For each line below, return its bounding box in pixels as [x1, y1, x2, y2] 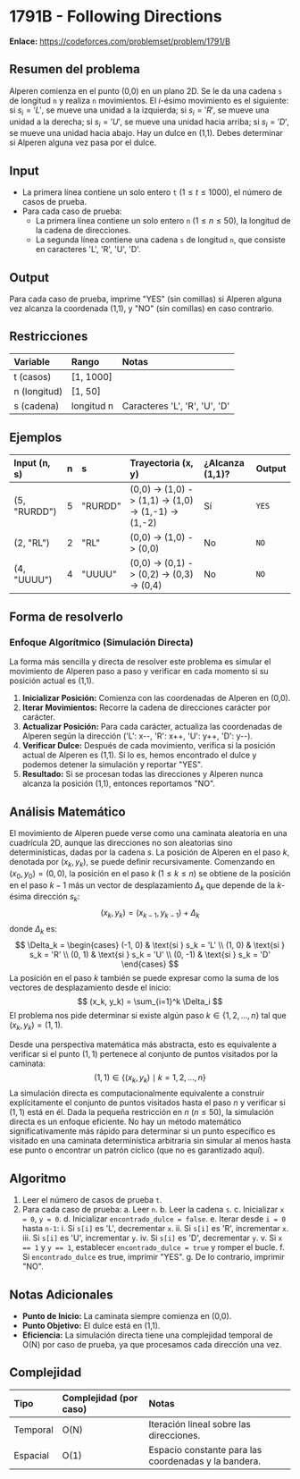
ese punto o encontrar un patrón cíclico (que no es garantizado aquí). [9, 1145, 265, 1155]
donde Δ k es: [9, 924, 58, 936]
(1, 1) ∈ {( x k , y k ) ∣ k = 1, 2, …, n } [93, 1071, 207, 1085]
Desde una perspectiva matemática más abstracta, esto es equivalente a [9, 1039, 277, 1050]
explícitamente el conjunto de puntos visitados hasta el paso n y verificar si [9, 1097, 286, 1108]
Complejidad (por [62, 1391, 138, 1404]
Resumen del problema [9, 62, 140, 77]
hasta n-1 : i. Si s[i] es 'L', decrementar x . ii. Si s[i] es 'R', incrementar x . [21, 1223, 289, 1234]
